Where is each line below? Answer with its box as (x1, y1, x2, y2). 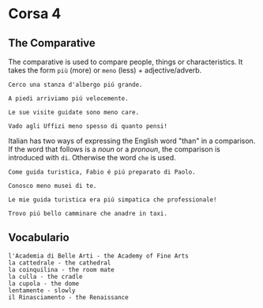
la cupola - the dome (8, 280, 80, 287)
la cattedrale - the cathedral (8, 258, 111, 267)
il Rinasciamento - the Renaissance (8, 293, 129, 301)
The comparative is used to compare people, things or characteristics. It (8, 57, 243, 66)
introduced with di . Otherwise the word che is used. (8, 153, 176, 162)
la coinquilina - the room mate (8, 265, 115, 273)
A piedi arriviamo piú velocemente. (8, 95, 129, 103)
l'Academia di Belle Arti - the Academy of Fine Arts (8, 252, 190, 260)
